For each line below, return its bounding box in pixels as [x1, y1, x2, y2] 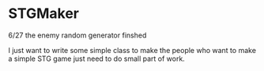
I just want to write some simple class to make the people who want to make [8, 45, 257, 55]
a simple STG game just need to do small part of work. [8, 54, 186, 63]
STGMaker [8, 5, 79, 23]
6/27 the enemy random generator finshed [8, 30, 147, 40]
